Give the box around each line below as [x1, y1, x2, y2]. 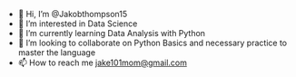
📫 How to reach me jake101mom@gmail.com [17, 57, 188, 68]
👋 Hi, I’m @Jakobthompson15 [17, 9, 128, 19]
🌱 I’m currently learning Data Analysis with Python [17, 28, 206, 38]
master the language [17, 47, 96, 58]
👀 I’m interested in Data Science [17, 18, 138, 29]
